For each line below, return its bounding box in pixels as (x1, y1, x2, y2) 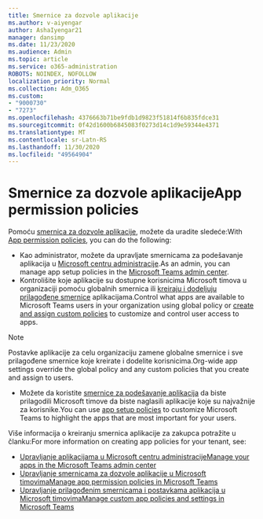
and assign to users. (8, 373, 74, 382)
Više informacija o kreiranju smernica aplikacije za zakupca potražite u (8, 429, 236, 438)
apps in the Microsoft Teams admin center (19, 461, 157, 470)
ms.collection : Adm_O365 (8, 84, 89, 93)
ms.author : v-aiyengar (8, 19, 82, 27)
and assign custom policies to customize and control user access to (19, 309, 239, 318)
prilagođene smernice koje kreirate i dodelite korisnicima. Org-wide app (8, 356, 238, 366)
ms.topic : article (8, 56, 68, 64)
